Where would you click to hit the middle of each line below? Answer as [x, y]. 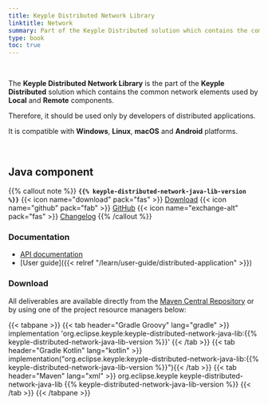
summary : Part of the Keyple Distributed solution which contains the [128, 30]
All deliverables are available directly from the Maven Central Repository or [131, 301]
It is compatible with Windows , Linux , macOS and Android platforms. [123, 132]
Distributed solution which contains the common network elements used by [133, 92]
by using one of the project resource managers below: [98, 309]
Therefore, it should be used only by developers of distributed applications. [132, 116]
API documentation [51, 254]
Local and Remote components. [61, 100]
